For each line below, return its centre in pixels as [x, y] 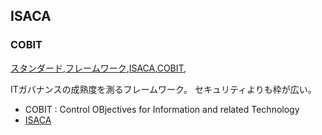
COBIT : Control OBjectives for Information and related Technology [162, 109]
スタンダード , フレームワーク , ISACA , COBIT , [98, 68]
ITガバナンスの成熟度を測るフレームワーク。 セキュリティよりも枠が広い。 [163, 89]
